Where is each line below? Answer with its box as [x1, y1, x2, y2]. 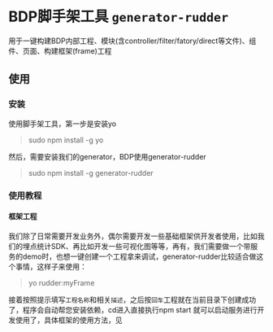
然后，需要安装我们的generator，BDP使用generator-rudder [8, 151, 207, 161]
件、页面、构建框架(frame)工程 [8, 46, 112, 55]
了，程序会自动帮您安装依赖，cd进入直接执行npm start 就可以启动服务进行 [8, 304, 258, 314]
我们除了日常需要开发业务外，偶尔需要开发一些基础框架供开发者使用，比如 [8, 231, 258, 241]
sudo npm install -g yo [28, 135, 104, 145]
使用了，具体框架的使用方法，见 [15, 315, 123, 325]
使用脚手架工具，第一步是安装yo [8, 119, 116, 129]
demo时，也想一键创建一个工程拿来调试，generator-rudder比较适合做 [22, 251, 257, 261]
